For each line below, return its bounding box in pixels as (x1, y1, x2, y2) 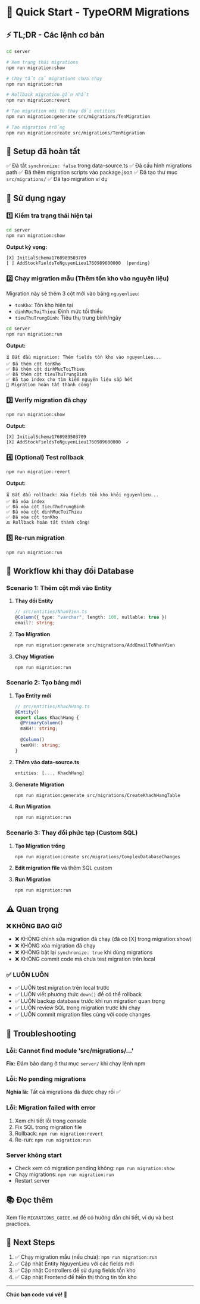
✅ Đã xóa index (6, 499, 45, 505)
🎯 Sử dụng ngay (6, 193, 66, 203)
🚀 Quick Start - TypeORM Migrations (6, 5, 190, 19)
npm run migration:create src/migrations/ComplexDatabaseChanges (14, 853, 180, 859)
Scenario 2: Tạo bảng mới (6, 678, 82, 687)
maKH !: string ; (20, 726, 58, 731)
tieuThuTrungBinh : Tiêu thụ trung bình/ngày (14, 314, 122, 321)
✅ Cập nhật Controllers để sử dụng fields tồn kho (14, 1267, 136, 1274)
